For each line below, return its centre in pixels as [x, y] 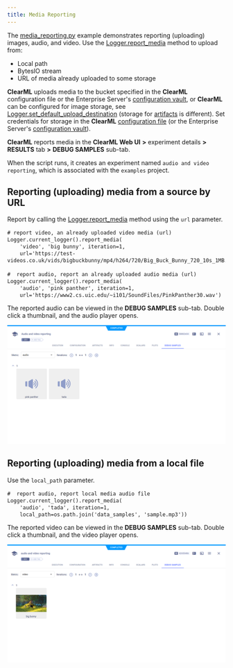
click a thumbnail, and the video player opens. [73, 535]
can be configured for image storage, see [67, 106]
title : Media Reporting [42, 15]
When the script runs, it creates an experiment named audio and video [108, 162]
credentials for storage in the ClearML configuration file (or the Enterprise [113, 121]
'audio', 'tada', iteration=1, [65, 507]
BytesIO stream [39, 71]
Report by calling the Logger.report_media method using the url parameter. [115, 219]
